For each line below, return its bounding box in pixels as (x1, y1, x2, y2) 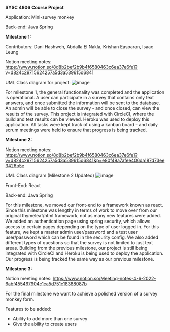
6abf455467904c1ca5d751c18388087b (5, 281, 87, 287)
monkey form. (5, 296, 35, 302)
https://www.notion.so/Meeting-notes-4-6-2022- (52, 276, 156, 281)
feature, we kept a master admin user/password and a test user (5, 229, 138, 235)
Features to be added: (5, 306, 52, 312)
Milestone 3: (5, 266, 32, 272)
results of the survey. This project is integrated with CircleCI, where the (5, 111, 154, 117)
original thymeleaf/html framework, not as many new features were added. (5, 213, 161, 218)
